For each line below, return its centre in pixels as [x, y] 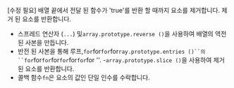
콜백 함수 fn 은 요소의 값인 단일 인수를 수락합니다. [84, 78]
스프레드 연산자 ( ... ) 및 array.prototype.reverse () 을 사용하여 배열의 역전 [122, 34]
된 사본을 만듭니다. [43, 43]
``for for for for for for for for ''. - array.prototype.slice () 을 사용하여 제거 [121, 60]
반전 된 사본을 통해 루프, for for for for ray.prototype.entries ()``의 [111, 51]
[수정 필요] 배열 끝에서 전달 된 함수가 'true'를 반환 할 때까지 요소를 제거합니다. [114, 10]
